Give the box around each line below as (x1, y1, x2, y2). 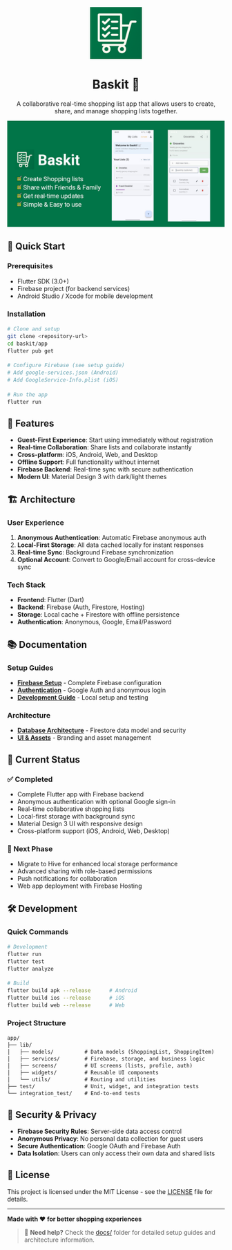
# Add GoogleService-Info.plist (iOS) (7, 377, 119, 384)
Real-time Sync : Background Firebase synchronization (17, 548, 174, 557)
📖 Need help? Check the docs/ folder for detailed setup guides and (23, 1228, 215, 1236)
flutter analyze (7, 965, 54, 972)
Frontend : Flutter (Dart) (17, 596, 84, 604)
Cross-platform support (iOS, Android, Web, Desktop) (17, 827, 171, 835)
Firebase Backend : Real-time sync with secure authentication (17, 465, 193, 474)
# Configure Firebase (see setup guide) (7, 362, 126, 369)
